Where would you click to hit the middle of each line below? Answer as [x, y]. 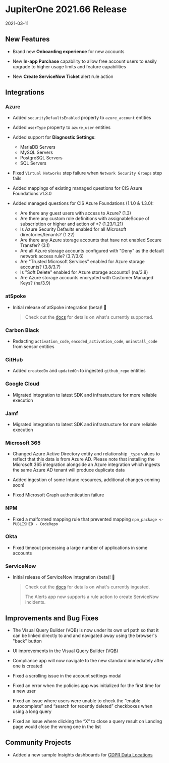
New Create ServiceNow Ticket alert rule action [63, 76]
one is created [27, 666]
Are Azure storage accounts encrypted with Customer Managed [87, 278]
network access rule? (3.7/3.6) [52, 256]
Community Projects [38, 743]
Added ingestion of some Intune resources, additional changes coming [86, 480]
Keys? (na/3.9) [35, 283]
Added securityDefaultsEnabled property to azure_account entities [82, 118]
